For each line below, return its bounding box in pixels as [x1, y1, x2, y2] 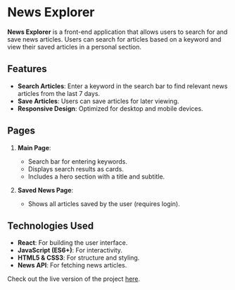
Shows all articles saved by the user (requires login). [27, 199, 181, 208]
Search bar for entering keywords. [27, 157, 128, 166]
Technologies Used [7, 219, 94, 231]
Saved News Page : [17, 186, 74, 194]
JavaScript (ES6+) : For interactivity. [17, 246, 123, 255]
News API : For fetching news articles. [17, 261, 127, 270]
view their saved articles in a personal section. [7, 42, 142, 51]
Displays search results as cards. [27, 164, 125, 173]
